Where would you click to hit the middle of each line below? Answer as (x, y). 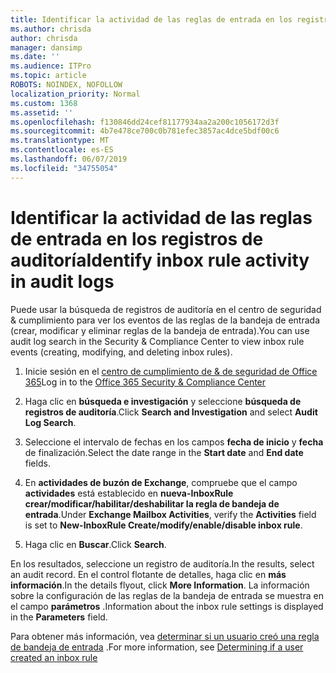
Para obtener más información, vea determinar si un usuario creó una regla (165, 636)
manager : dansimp (46, 47)
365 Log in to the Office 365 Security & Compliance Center (145, 382)
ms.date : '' (35, 57)
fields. (37, 463)
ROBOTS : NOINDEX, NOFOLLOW (66, 85)
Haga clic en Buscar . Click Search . (95, 544)
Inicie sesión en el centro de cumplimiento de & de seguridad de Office (171, 371)
